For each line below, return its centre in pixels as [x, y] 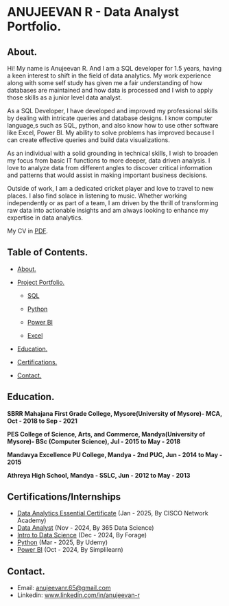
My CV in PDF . [27, 231]
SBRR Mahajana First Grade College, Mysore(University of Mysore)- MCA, [115, 413]
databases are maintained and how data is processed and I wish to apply [110, 90]
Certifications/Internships [64, 497]
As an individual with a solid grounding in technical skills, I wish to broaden [112, 153]
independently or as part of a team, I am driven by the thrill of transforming [113, 203]
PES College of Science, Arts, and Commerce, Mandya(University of [106, 434]
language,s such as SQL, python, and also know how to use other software [113, 125]
